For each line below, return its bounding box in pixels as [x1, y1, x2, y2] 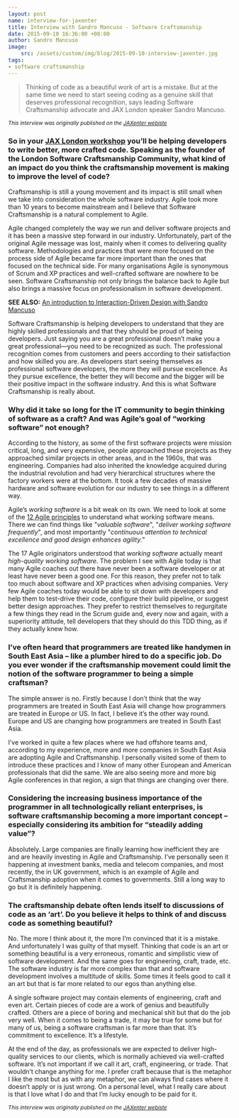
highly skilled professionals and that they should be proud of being [8, 327, 203, 335]
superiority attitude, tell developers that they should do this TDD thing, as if [8, 617, 228, 625]
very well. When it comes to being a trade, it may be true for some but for [8, 1016, 223, 1024]
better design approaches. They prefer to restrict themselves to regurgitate [8, 602, 228, 610]
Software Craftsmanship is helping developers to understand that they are [8, 319, 224, 327]
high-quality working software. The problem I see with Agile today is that [8, 557, 221, 565]
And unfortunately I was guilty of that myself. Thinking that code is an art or [8, 942, 229, 950]
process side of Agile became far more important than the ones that [8, 253, 206, 263]
